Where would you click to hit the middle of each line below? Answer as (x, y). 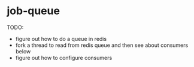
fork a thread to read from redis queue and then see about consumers (102, 45)
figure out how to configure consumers (64, 58)
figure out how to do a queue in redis (61, 39)
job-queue (34, 11)
